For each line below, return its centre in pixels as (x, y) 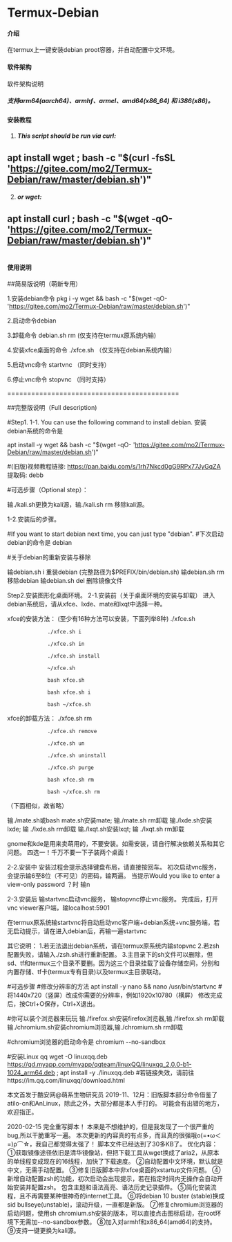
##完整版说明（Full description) (52, 408)
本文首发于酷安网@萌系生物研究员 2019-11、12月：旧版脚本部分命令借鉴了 (113, 1095)
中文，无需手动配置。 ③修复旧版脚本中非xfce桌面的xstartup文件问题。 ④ (114, 1170)
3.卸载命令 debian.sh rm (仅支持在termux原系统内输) (82, 335)
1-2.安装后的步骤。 (34, 519)
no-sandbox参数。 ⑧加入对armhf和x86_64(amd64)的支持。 (129, 1222)
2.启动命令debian (32, 321)
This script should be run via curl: (67, 136)
